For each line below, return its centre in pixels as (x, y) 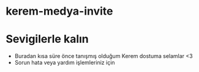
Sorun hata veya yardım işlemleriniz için (65, 63)
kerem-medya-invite (60, 11)
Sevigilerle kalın (47, 39)
